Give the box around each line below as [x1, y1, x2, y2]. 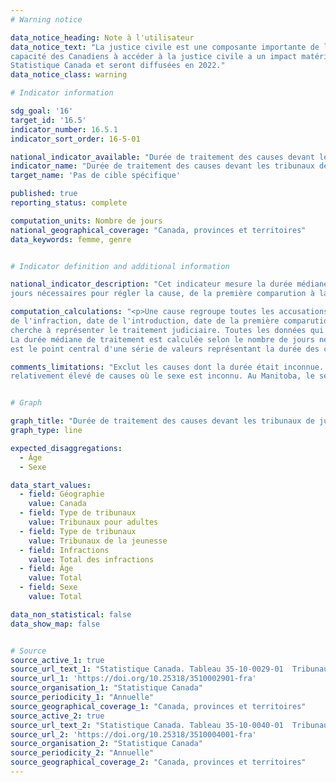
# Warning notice [10, 14, 83, 25]
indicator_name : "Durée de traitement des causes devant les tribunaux [10, 161, 315, 171]
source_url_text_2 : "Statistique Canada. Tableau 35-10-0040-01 [10, 720, 284, 730]
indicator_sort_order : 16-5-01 [10, 134, 141, 144]
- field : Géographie [19, 489, 105, 500]
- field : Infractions [19, 545, 110, 555]
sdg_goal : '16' [10, 106, 74, 116]
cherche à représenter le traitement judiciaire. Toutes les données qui [10, 325, 325, 335]
